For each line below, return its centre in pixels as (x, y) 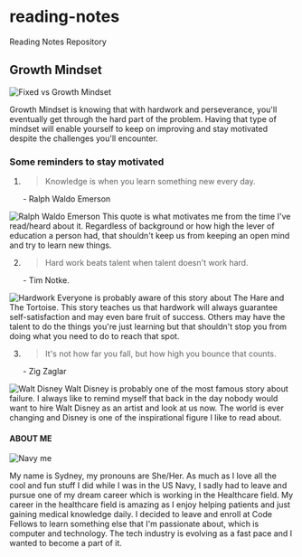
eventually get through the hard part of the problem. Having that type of (143, 118)
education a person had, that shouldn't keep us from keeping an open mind (150, 236)
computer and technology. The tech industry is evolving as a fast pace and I (151, 533)
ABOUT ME (31, 438)
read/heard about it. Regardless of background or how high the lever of (142, 226)
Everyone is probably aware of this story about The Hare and (171, 298)
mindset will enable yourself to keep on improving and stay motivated (139, 128)
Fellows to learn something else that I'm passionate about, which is (134, 524)
